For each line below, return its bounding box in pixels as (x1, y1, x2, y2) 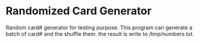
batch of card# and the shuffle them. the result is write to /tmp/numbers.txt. (5, 30, 195, 37)
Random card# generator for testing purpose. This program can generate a (5, 24, 193, 31)
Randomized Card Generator (5, 4, 152, 18)
